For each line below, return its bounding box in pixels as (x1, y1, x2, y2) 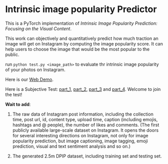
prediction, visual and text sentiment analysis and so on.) (12, 143, 131, 149)
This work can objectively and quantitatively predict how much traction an (5, 35, 158, 41)
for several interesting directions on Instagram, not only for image (12, 132, 148, 138)
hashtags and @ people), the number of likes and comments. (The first (12, 122, 159, 128)
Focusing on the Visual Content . (5, 25, 72, 31)
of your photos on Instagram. (5, 67, 65, 73)
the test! (5, 91, 23, 97)
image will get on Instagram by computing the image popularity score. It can (5, 40, 163, 46)
